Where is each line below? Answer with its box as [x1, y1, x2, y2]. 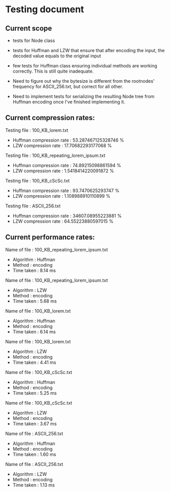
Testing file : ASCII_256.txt [5, 203, 61, 209]
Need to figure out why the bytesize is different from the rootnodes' [12, 78, 155, 84]
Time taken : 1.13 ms [12, 482, 55, 488]
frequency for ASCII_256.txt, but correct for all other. [12, 83, 124, 89]
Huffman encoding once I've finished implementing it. [12, 99, 126, 105]
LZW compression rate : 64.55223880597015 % [12, 218, 114, 224]
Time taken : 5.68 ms [12, 298, 57, 304]
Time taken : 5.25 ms [12, 390, 57, 396]
